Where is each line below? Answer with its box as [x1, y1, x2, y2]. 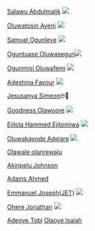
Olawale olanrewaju [7, 148, 63, 156]
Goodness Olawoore [7, 107, 65, 114]
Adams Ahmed [7, 175, 49, 182]
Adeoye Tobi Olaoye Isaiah [7, 217, 82, 224]
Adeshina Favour [7, 78, 55, 86]
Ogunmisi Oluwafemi [7, 64, 66, 72]
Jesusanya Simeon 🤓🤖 [7, 91, 70, 100]
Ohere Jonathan [7, 203, 53, 211]
